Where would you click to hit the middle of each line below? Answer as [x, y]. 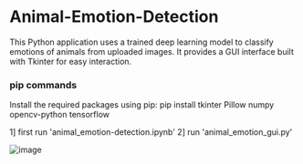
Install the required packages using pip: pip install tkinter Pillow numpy [142, 105]
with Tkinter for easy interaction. [71, 61]
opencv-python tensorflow [60, 115]
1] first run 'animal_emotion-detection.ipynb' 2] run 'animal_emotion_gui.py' [151, 132]
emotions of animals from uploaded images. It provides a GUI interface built [151, 51]
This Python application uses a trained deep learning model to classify [141, 42]
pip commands [43, 85]
